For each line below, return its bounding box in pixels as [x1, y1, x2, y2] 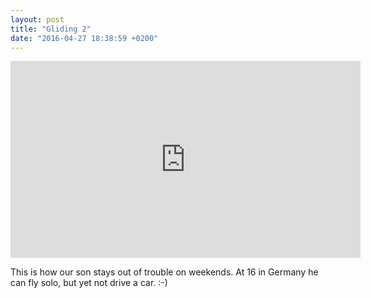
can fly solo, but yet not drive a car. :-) [10, 277, 168, 289]
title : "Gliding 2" [10, 24, 92, 34]
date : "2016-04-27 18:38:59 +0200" [10, 33, 159, 43]
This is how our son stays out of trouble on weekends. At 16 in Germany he [10, 266, 319, 278]
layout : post [10, 14, 65, 25]
